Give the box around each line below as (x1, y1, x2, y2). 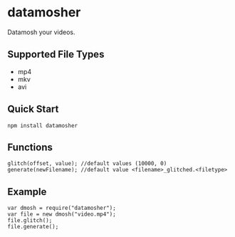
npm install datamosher (7, 122, 78, 129)
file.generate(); (7, 223, 59, 231)
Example (7, 186, 47, 198)
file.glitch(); (7, 217, 53, 224)
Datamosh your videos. (7, 28, 76, 36)
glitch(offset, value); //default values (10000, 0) (7, 160, 167, 167)
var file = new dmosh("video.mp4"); (7, 211, 116, 218)
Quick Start (7, 103, 59, 115)
